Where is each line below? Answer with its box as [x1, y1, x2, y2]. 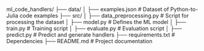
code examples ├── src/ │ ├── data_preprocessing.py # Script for [19, 12, 189, 19]
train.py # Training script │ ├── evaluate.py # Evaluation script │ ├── [6, 25, 182, 32]
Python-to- [170, 6, 199, 13]
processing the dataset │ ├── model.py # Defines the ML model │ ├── [6, 19, 186, 25]
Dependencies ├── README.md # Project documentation [6, 38, 153, 44]
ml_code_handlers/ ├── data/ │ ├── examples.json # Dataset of [6, 6, 169, 13]
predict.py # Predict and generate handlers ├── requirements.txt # [6, 31, 175, 38]
